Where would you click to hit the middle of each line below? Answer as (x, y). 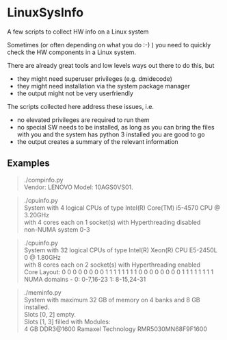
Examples (28, 163)
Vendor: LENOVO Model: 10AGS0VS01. (78, 187)
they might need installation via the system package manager (103, 86)
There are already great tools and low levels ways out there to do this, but (111, 65)
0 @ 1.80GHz (42, 257)
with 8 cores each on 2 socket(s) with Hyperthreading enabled (112, 265)
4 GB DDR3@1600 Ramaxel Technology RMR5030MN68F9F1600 (115, 329)
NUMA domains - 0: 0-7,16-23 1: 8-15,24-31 (85, 279)
